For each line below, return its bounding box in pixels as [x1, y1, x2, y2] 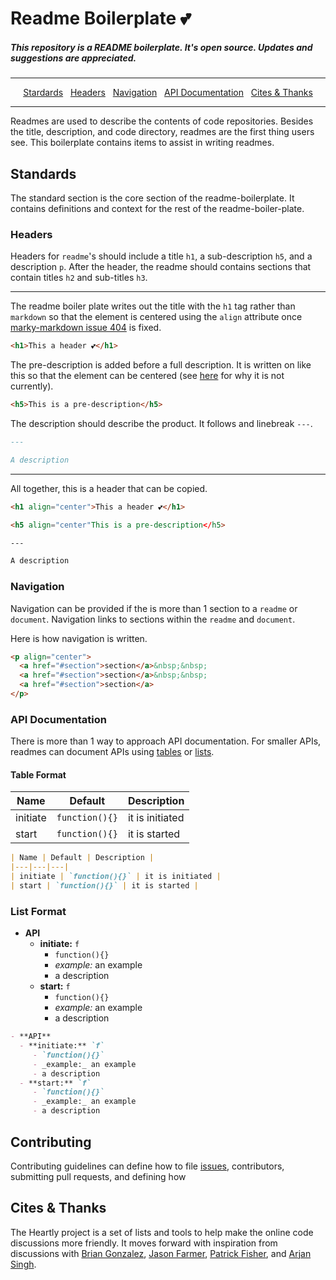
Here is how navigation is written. [10, 632, 148, 644]
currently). [10, 380, 54, 392]
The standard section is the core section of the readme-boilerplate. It [10, 192, 295, 204]
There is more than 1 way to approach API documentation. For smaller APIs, [10, 735, 322, 747]
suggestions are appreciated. [10, 52, 137, 64]
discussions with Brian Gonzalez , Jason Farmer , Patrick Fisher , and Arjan [10, 1247, 312, 1259]
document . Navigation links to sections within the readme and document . [10, 613, 296, 625]
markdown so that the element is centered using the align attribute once [10, 311, 303, 323]
